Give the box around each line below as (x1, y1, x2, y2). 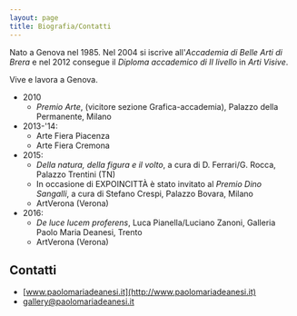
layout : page (9, 13, 59, 23)
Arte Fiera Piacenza (35, 130, 111, 141)
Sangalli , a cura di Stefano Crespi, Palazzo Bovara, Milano (35, 188, 254, 199)
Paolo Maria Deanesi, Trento (35, 226, 143, 237)
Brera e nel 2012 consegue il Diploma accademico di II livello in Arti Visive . (9, 56, 289, 67)
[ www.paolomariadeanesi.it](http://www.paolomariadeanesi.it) (22, 287, 257, 298)
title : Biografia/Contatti (9, 22, 112, 31)
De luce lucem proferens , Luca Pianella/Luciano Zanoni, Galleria (35, 217, 276, 228)
